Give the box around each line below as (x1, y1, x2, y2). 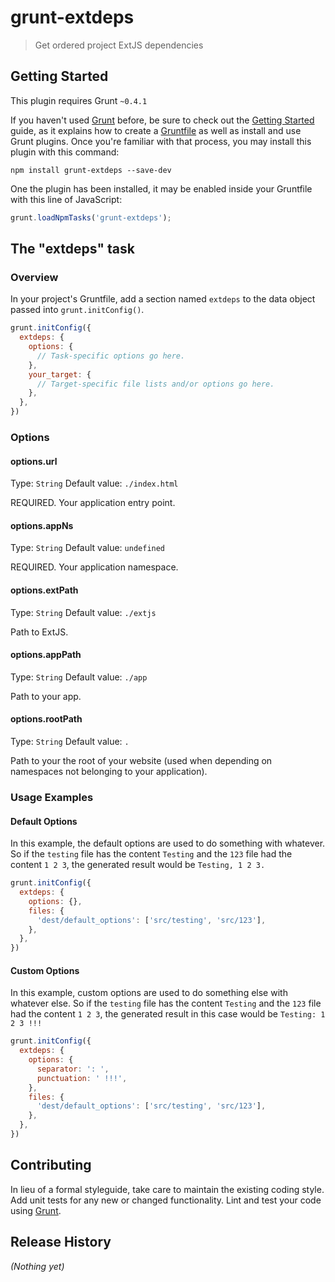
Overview (10, 270, 59, 284)
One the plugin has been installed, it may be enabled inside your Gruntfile (10, 182, 313, 195)
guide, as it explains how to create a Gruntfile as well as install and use (10, 124, 302, 136)
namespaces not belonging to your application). (10, 766, 208, 777)
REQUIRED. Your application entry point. (10, 497, 176, 509)
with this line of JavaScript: (10, 193, 123, 205)
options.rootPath (10, 713, 83, 725)
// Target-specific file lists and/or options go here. (36, 379, 275, 389)
